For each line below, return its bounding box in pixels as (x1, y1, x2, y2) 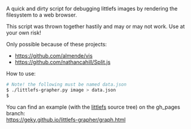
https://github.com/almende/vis (14, 52, 93, 59)
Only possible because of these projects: (6, 41, 107, 48)
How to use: (6, 70, 36, 77)
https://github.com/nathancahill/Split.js (14, 59, 111, 65)
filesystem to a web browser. (6, 11, 78, 18)
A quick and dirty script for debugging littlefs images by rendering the (6, 5, 178, 12)
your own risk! (6, 29, 42, 36)
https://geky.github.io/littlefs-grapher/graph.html (6, 116, 126, 123)
